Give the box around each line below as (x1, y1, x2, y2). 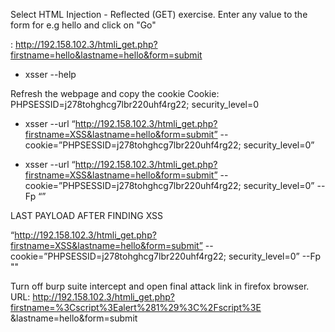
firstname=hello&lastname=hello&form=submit (10, 49, 203, 61)
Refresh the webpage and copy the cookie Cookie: (10, 88, 220, 99)
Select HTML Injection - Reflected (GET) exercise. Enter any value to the (10, 9, 308, 20)
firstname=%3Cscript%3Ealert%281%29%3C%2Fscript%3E (10, 302, 262, 313)
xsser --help (24, 69, 77, 80)
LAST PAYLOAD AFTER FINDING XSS (10, 210, 164, 221)
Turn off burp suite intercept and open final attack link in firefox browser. (10, 280, 310, 292)
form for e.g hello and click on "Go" (10, 19, 157, 31)
